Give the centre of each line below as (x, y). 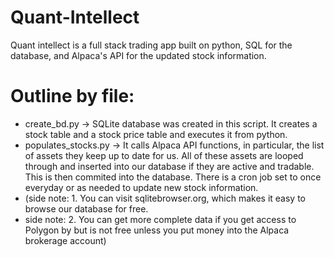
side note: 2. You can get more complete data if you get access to (160, 219)
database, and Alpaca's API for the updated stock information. (138, 55)
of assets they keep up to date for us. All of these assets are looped (164, 155)
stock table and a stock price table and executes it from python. (156, 134)
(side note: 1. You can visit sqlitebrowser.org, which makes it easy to (165, 198)
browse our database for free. (86, 208)
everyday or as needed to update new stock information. (141, 187)
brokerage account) (65, 240)
